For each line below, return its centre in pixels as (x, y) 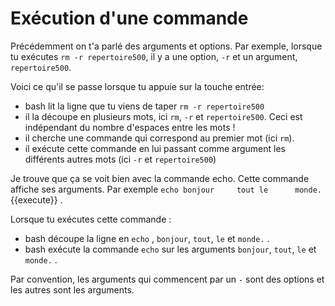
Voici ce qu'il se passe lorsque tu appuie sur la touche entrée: (137, 86)
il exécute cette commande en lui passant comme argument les (155, 148)
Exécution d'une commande (129, 18)
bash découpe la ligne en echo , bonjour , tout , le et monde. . (147, 238)
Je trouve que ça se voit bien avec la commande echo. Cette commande (160, 178)
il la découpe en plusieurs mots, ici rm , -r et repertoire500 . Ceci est (163, 116)
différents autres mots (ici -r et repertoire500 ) (120, 159)
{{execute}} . (36, 199)
